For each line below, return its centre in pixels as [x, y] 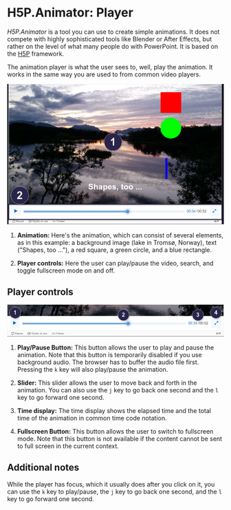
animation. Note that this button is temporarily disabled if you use [109, 354]
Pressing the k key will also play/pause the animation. [92, 369]
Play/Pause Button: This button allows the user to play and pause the [115, 347]
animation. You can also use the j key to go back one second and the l [118, 390]
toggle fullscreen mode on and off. [66, 270]
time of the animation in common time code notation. [92, 418]
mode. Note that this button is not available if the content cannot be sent [119, 438]
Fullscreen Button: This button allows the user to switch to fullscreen [115, 431]
